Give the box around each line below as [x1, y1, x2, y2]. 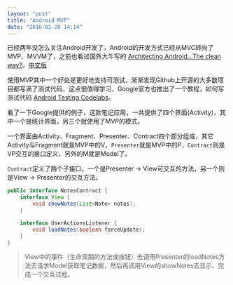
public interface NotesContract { [7, 187, 108, 194]
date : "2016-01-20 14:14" [7, 23, 83, 30]
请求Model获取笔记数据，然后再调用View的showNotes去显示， [36, 261, 218, 270]
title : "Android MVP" [7, 17, 71, 24]
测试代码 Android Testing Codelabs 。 [7, 93, 115, 102]
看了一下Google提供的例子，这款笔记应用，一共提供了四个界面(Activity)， [7, 108, 220, 117]
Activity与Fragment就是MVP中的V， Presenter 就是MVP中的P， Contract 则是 [7, 141, 225, 150]
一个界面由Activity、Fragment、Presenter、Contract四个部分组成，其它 [7, 132, 214, 140]
